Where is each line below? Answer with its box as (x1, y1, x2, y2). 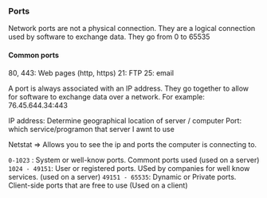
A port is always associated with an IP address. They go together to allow (8, 83, 249, 93)
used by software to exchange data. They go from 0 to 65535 (8, 32, 210, 41)
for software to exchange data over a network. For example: (8, 91, 205, 101)
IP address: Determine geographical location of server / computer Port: (8, 115, 241, 125)
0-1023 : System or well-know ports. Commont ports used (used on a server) (8, 155, 260, 165)
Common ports (8, 50, 60, 60)
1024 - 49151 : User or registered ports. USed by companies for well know (8, 163, 250, 173)
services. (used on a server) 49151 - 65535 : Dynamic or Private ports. (8, 172, 237, 181)
